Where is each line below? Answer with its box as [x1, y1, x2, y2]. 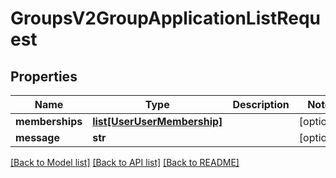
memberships [15, 115, 83, 128]
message [15, 131, 60, 144]
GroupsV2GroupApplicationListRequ [10, 7, 322, 30]
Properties [10, 68, 78, 85]
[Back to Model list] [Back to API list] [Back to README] [10, 157, 240, 168]
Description [232, 98, 290, 111]
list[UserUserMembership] [92, 115, 223, 128]
